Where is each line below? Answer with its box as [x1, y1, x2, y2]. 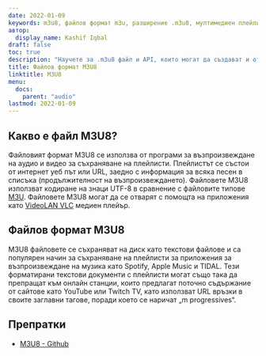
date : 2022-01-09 [8, 11, 66, 20]
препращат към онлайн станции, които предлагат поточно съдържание [8, 278, 252, 287]
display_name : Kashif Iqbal [15, 33, 108, 42]
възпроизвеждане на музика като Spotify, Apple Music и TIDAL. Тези [8, 261, 240, 271]
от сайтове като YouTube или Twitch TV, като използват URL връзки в [8, 286, 243, 296]
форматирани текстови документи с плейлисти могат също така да [8, 270, 237, 279]
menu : [8, 78, 26, 85]
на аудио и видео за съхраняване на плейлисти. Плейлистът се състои [8, 158, 249, 168]
